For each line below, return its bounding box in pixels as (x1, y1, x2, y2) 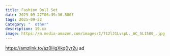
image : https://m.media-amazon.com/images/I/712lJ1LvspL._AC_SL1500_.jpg (5, 31, 165, 36)
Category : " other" (5, 21, 49, 27)
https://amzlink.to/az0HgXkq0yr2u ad (5, 45, 85, 51)
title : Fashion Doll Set (5, 7, 58, 13)
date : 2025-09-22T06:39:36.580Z (5, 12, 74, 17)
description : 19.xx (5, 26, 47, 32)
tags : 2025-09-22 (5, 17, 42, 22)
